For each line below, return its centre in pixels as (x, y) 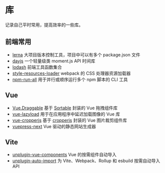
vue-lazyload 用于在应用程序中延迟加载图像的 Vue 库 (66, 114)
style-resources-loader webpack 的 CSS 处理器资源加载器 (71, 73)
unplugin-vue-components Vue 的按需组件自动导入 (64, 155)
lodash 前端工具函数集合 (37, 67)
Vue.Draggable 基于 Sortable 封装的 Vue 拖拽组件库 (65, 108)
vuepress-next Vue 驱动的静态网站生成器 (54, 126)
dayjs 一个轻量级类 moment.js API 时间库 (54, 61)
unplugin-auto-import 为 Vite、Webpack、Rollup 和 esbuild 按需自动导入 (86, 161)
